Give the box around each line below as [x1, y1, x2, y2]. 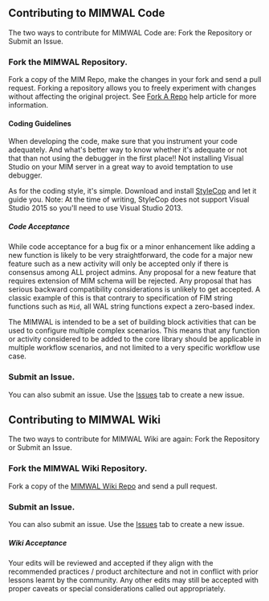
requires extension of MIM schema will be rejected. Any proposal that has [8, 276, 252, 286]
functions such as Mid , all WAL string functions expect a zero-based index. [8, 301, 255, 312]
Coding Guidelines [8, 118, 72, 128]
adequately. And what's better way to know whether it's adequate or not [8, 145, 247, 155]
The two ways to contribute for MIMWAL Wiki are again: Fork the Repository [8, 434, 260, 444]
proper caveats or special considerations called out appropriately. [8, 583, 226, 593]
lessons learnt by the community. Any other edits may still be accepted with [8, 574, 259, 585]
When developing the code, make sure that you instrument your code [8, 137, 238, 146]
